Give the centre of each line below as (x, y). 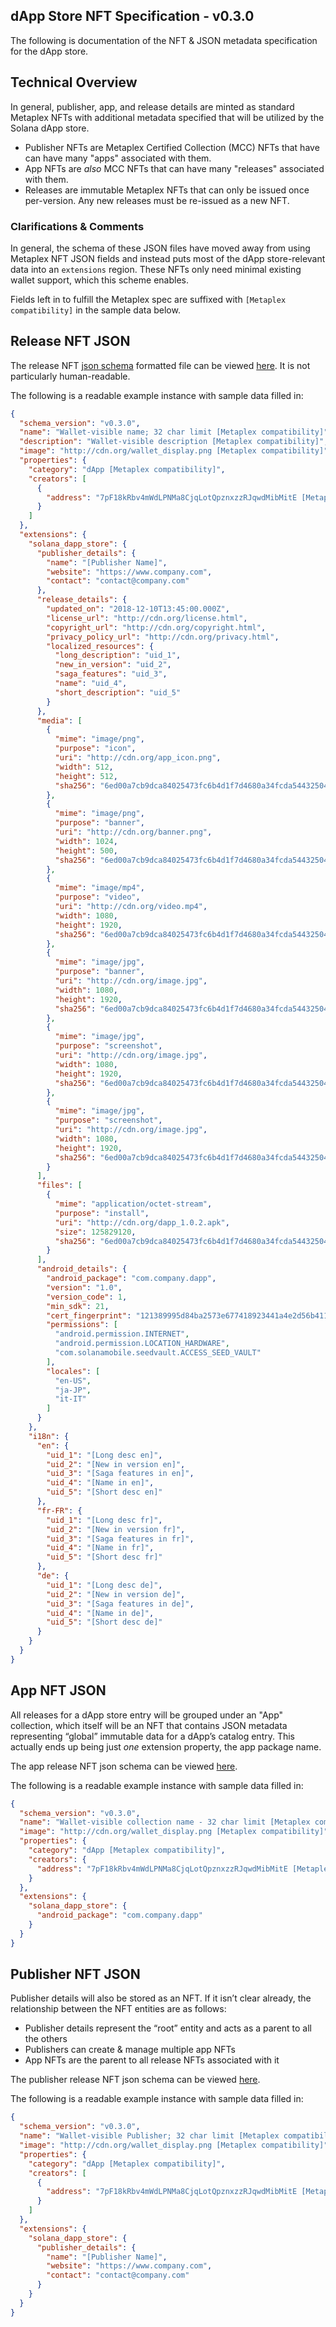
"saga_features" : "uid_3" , (111, 674)
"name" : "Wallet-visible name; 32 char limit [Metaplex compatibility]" (174, 432)
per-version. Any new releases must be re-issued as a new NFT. (157, 200)
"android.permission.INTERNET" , (122, 1334)
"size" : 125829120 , (95, 1232)
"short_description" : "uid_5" (118, 692)
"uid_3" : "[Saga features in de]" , (120, 1604)
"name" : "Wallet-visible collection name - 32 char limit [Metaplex (165, 1822)
